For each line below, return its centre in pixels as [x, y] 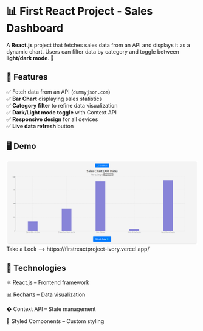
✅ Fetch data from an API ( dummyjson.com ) [58, 92]
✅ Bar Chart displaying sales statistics [54, 99]
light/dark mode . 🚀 [30, 58]
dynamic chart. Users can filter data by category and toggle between [93, 51]
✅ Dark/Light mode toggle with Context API [62, 112]
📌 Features [27, 77]
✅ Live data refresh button [40, 126]
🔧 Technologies [36, 268]
